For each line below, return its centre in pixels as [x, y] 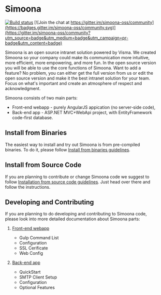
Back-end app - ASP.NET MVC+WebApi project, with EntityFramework [82, 112]
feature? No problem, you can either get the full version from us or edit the [79, 73]
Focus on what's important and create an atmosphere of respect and [73, 83]
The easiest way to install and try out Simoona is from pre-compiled [73, 145]
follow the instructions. [28, 187]
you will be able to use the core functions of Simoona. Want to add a [73, 68]
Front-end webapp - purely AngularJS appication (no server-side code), [84, 107]
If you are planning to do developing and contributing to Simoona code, [76, 214]
